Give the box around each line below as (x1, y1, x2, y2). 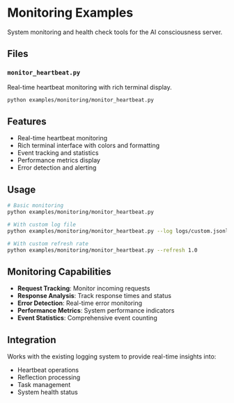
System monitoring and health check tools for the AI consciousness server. (7, 28, 223, 36)
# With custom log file (7, 221, 77, 228)
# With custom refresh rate (7, 240, 89, 247)
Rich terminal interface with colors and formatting (17, 141, 160, 150)
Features (7, 115, 47, 127)
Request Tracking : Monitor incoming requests (17, 284, 150, 293)
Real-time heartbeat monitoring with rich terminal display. (7, 83, 172, 91)
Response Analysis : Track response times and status (17, 292, 172, 300)
